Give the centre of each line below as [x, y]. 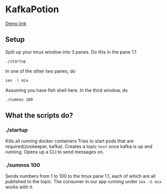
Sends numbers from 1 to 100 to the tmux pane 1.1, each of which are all [80, 176]
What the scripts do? [39, 115]
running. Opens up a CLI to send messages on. [55, 152]
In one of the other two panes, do [40, 71]
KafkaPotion [32, 9]
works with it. [19, 187]
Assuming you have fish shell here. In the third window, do [67, 90]
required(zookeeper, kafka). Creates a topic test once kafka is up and [79, 147]
